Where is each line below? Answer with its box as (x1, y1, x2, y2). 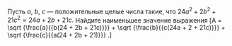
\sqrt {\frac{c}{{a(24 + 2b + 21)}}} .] (7, 31, 112, 40)
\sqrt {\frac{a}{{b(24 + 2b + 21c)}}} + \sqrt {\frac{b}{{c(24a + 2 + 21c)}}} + (7, 23, 226, 32)
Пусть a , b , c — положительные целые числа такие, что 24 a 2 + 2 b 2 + (7, 6, 216, 16)
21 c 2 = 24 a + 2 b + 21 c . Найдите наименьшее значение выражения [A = (7, 14, 222, 24)
